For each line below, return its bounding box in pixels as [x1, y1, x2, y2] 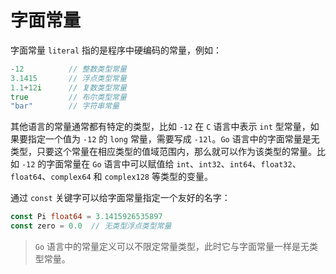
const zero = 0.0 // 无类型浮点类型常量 [10, 221, 172, 231]
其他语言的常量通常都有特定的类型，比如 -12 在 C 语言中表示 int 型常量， [10, 121, 311, 133]
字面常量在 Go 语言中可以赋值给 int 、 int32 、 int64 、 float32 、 [46, 158, 302, 170]
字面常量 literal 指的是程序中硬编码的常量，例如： [10, 44, 222, 56]
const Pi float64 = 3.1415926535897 [10, 212, 163, 222]
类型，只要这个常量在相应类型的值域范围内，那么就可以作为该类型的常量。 [10, 146, 317, 158]
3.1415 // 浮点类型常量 [10, 73, 127, 83]
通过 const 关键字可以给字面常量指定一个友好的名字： [10, 192, 231, 204]
